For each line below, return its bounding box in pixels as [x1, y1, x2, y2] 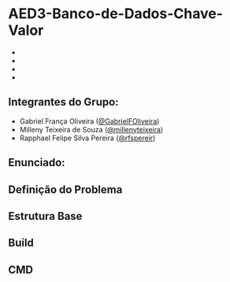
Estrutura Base [8, 210, 83, 223]
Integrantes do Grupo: [8, 95, 120, 109]
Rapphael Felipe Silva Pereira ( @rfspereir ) [19, 133, 156, 143]
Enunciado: [8, 156, 65, 169]
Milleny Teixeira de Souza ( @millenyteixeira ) [19, 124, 164, 134]
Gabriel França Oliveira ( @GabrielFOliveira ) [19, 116, 160, 126]
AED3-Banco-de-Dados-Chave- [8, 5, 223, 23]
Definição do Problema [8, 183, 123, 196]
